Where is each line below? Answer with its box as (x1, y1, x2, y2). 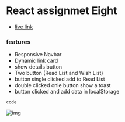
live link (14, 23, 33, 30)
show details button (14, 63, 62, 70)
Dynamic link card (14, 57, 58, 64)
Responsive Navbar (14, 51, 62, 58)
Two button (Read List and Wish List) (14, 70, 103, 77)
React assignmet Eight (6, 4, 118, 17)
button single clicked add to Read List (14, 76, 105, 82)
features (6, 38, 31, 46)
